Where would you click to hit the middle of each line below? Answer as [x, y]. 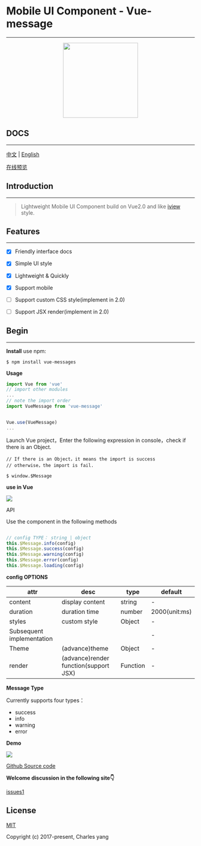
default [171, 592]
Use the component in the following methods [62, 521]
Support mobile [34, 287]
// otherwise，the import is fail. [50, 465]
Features [23, 231]
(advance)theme [85, 648]
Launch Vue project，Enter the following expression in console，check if [96, 440]
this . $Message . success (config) [45, 549]
